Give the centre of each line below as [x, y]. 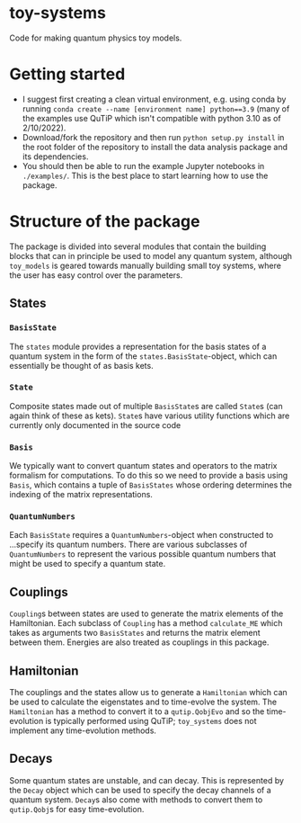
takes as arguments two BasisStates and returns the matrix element [135, 633]
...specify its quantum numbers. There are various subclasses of [128, 545]
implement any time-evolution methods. [83, 730]
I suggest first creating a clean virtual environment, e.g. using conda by [154, 99]
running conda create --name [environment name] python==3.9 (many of [156, 108]
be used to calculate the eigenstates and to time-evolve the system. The [143, 702]
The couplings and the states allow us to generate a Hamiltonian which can [148, 693]
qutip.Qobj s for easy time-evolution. [77, 809]
